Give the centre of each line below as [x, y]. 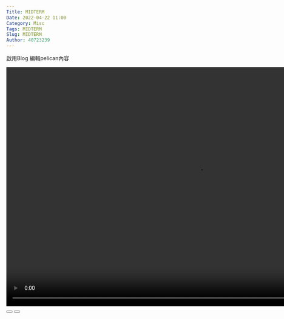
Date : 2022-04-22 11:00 [36, 18]
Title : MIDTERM [25, 12]
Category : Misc [25, 23]
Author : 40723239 [28, 40]
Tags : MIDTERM [24, 29]
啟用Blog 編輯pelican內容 [38, 58]
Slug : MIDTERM [24, 35]
